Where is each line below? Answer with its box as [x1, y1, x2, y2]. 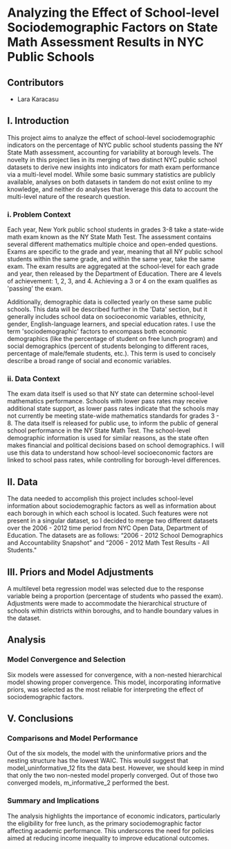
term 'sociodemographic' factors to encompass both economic [7, 327, 187, 335]
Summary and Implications [7, 796, 100, 805]
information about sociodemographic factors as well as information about [7, 502, 216, 510]
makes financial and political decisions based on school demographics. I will [7, 441, 225, 450]
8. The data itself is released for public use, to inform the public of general [7, 419, 219, 428]
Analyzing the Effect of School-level [7, 5, 219, 21]
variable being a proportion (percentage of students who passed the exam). [7, 592, 223, 600]
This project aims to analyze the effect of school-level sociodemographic [7, 133, 216, 141]
